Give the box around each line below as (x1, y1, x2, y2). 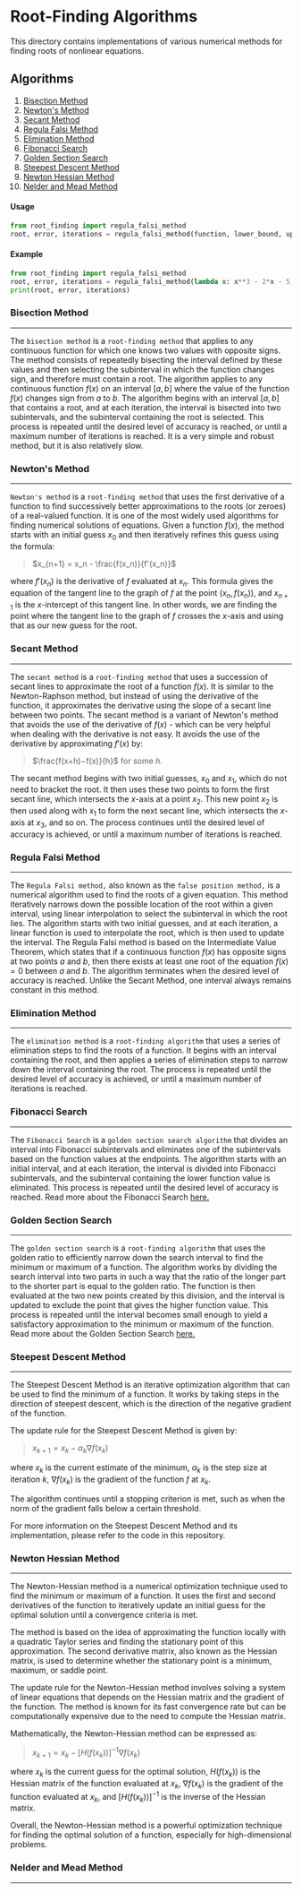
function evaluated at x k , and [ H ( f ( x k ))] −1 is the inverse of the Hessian (10, 1790, 266, 1804)
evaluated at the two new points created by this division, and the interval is (10, 1290, 285, 1301)
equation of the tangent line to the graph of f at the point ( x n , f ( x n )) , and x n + (10, 587, 288, 600)
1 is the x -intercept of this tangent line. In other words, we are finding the (10, 598, 278, 612)
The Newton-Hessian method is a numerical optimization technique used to (10, 1580, 288, 1591)
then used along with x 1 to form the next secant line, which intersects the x (10, 805, 285, 818)
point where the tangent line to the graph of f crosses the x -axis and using (10, 611, 284, 622)
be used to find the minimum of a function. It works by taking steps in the (10, 1389, 280, 1399)
